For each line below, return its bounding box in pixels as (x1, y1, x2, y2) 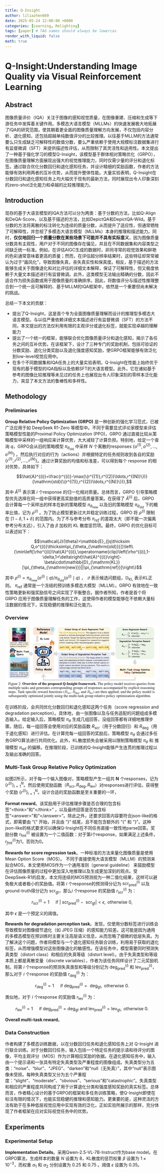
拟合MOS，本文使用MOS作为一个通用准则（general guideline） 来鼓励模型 (5, 862, 155, 868)
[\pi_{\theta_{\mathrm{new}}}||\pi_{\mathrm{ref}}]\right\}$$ (21, 564, 143, 570)
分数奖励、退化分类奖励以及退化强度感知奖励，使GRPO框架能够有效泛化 (12, 347, 157, 353)
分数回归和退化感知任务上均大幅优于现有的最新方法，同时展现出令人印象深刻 (5, 175, 159, 181)
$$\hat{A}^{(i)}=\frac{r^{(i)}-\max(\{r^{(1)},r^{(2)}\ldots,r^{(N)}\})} (16, 473, 148, 480)
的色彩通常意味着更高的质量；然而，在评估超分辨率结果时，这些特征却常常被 (5, 253, 159, 259)
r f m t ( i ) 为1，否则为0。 (5, 838, 46, 845)
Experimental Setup (5, 1137, 53, 1144)
